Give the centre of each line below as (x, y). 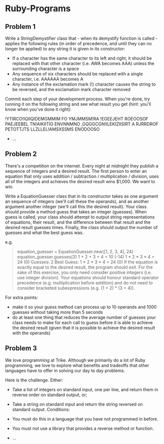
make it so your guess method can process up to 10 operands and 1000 (84, 307)
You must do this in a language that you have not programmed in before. (85, 419)
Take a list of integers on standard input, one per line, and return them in (85, 389)
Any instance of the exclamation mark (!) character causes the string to (84, 84)
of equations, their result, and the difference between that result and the (78, 222)
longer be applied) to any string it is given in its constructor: (65, 49)
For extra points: (22, 297)
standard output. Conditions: (41, 409)
